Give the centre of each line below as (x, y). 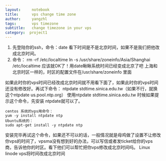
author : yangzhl (26, 19)
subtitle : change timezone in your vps (48, 28)
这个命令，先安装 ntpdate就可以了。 (46, 101)
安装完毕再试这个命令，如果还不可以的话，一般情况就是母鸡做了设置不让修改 (83, 135)
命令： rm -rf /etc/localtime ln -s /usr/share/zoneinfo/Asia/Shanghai (81, 60)
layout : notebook (27, 10)
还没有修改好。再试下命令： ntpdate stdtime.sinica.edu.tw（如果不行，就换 (82, 89)
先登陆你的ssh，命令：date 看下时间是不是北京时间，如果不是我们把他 (84, 47)
